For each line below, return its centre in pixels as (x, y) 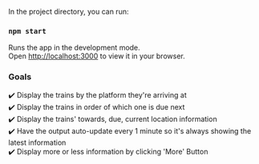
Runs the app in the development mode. (74, 48)
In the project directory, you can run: (69, 12)
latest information (37, 142)
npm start (27, 31)
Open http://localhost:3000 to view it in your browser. (97, 56)
